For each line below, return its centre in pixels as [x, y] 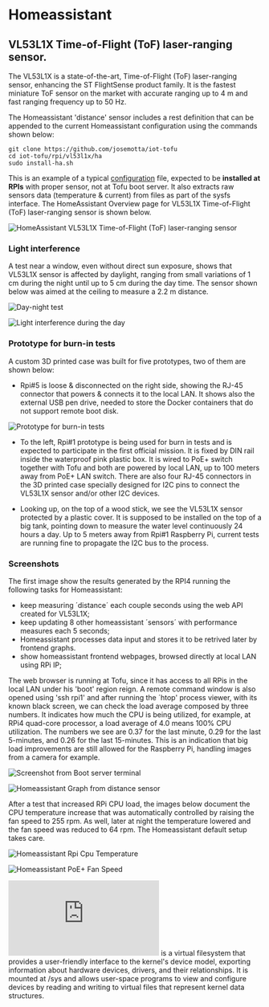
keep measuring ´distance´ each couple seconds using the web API [131, 605]
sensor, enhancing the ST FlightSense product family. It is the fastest [122, 85]
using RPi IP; [41, 665]
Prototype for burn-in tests [62, 344]
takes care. [27, 838]
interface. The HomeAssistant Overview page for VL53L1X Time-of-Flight [129, 204]
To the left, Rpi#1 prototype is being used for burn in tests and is [126, 442]
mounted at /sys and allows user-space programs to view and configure [128, 978]
